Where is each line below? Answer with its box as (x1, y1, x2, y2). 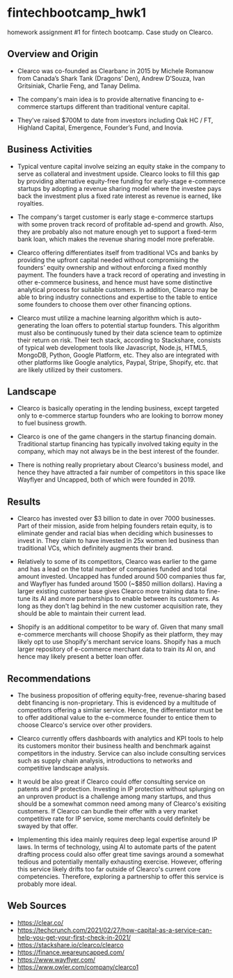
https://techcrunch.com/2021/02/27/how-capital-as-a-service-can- (17, 926, 212, 934)
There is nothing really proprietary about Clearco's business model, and (17, 461, 224, 469)
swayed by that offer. (17, 822, 79, 830)
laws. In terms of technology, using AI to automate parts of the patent (17, 843, 217, 851)
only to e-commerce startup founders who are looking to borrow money (17, 411, 224, 420)
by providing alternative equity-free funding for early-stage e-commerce (17, 176, 226, 185)
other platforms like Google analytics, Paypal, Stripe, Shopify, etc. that (17, 358, 218, 367)
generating (17, 321, 49, 329)
